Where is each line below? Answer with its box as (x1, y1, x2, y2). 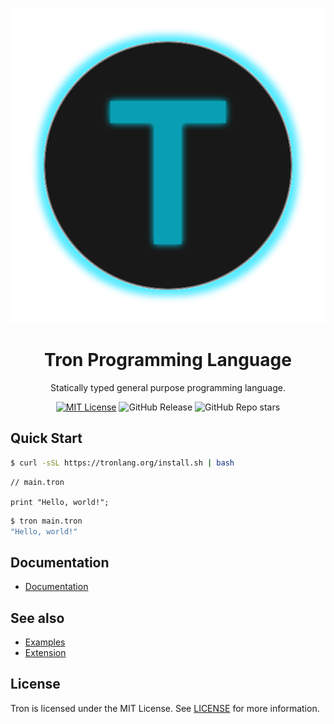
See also (10, 609, 65, 627)
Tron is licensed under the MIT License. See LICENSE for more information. (10, 702, 320, 714)
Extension (24, 647, 67, 658)
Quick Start (10, 430, 83, 447)
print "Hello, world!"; (10, 497, 110, 507)
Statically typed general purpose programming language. (50, 381, 286, 393)
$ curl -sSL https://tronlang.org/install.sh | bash (10, 458, 235, 468)
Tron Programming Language (44, 349, 292, 372)
